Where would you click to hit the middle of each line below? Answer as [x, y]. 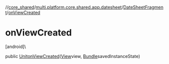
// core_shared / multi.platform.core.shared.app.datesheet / [64, 7]
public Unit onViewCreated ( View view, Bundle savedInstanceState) [73, 56]
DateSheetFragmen [144, 7]
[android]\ [16, 46]
